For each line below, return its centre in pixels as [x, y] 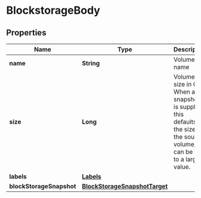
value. [182, 167]
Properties [26, 33]
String [91, 63]
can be [183, 152]
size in [182, 84]
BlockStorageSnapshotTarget [125, 186]
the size [185, 129]
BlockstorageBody [53, 10]
